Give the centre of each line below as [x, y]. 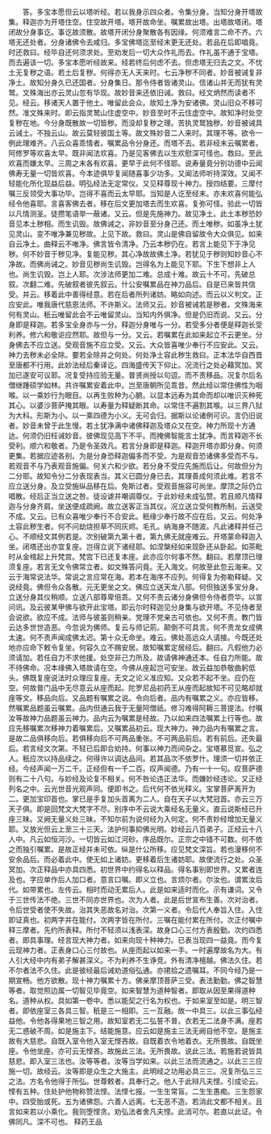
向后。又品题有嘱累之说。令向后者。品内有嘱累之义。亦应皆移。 [156, 698]
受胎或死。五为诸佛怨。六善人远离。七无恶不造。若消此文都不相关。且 [146, 1101]
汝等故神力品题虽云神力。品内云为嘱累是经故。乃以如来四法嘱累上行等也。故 [135, 718]
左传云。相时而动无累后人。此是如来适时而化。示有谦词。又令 [160, 889]
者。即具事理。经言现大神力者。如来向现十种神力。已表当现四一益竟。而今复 [135, 940]
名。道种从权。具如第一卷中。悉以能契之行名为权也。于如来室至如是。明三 [132, 1000]
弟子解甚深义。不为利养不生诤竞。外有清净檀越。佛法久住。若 [160, 960]
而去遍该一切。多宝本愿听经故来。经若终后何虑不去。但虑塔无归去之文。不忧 [135, 62]
